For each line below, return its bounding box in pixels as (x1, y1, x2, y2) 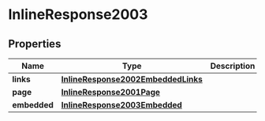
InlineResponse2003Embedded (61, 100, 183, 110)
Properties (8, 37, 62, 51)
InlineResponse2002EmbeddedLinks (61, 74, 203, 85)
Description (210, 61, 256, 71)
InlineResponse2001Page (61, 87, 160, 97)
